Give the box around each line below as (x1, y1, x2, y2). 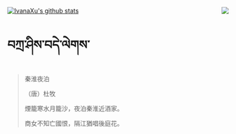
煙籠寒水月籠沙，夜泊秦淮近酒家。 (24, 104, 124, 112)
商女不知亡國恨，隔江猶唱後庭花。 (24, 119, 124, 127)
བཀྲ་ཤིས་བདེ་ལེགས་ (7, 37, 90, 53)
